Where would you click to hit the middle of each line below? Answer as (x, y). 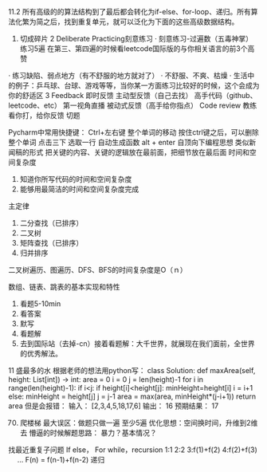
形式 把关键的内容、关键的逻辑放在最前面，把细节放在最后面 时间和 (139, 152)
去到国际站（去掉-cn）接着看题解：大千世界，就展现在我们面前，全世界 (137, 344)
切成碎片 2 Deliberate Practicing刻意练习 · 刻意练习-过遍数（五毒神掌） (136, 39)
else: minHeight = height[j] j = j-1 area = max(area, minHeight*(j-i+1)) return (132, 396)
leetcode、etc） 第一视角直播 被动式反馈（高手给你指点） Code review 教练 (133, 105)
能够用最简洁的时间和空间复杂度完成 (79, 189)
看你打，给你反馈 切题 (44, 115)
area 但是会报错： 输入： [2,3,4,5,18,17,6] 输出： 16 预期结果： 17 (114, 406)
